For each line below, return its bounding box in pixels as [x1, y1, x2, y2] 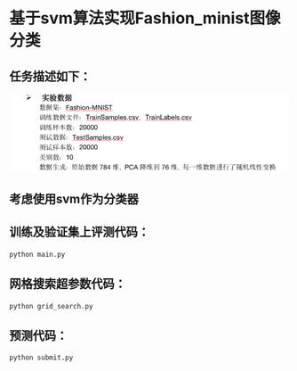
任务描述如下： [9, 69, 92, 84]
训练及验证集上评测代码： [9, 225, 149, 240]
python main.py [9, 250, 66, 259]
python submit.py [9, 353, 74, 362]
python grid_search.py [9, 301, 93, 310]
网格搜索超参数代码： [9, 276, 126, 292]
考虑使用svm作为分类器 [9, 192, 140, 207]
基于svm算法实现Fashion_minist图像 [9, 8, 281, 29]
